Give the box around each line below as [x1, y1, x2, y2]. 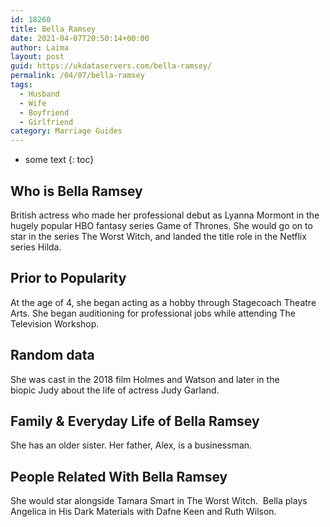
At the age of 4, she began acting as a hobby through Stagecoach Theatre [10, 296, 317, 308]
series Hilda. [10, 241, 62, 253]
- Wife [19, 98, 47, 108]
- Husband [19, 89, 60, 99]
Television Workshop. [10, 317, 100, 330]
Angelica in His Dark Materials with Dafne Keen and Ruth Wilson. [10, 506, 277, 518]
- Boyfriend [19, 107, 70, 118]
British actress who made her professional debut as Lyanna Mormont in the [10, 209, 320, 221]
